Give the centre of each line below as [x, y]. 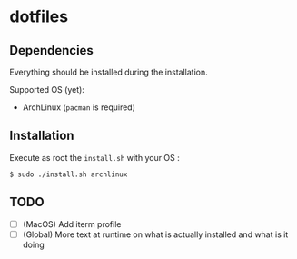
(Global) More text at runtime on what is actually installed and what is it [155, 234]
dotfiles [39, 17]
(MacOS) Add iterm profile [72, 224]
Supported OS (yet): [47, 90]
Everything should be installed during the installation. [109, 72]
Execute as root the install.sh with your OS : [94, 157]
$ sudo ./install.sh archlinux [69, 174]
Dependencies [51, 50]
